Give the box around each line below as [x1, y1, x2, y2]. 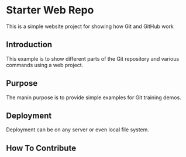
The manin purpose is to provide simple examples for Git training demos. [6, 94, 181, 101]
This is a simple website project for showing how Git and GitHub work [6, 23, 174, 30]
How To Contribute [6, 143, 77, 153]
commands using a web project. [6, 61, 84, 68]
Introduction [6, 40, 53, 50]
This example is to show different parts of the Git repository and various [6, 55, 180, 62]
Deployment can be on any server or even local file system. [6, 126, 149, 133]
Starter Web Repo [6, 4, 94, 17]
